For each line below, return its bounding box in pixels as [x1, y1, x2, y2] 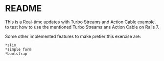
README [5, 3, 42, 14]
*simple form [5, 47, 32, 52]
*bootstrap [5, 51, 27, 56]
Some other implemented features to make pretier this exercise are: [5, 33, 141, 39]
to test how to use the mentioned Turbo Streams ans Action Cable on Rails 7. [5, 24, 160, 30]
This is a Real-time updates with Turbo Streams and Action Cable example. [5, 19, 156, 25]
